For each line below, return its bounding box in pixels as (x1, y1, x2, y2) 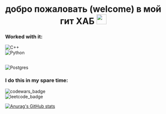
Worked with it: (5, 33, 43, 40)
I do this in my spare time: (5, 77, 68, 84)
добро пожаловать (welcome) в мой (5, 3, 162, 15)
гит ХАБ (60, 16, 95, 27)
